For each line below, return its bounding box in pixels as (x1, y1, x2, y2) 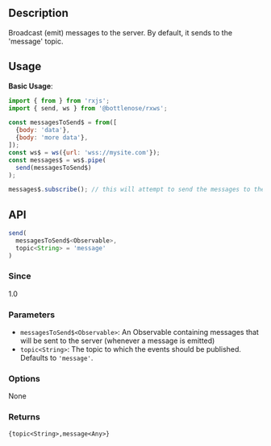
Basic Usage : (8, 81, 54, 91)
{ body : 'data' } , (15, 126, 70, 134)
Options (8, 374, 40, 385)
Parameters (8, 309, 55, 320)
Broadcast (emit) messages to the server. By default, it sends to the (8, 27, 232, 37)
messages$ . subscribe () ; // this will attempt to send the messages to (8, 185, 251, 194)
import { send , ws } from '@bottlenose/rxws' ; (8, 104, 168, 112)
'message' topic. (8, 36, 64, 46)
